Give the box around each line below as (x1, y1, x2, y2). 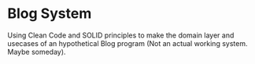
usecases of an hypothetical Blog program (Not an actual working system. (7, 38, 248, 48)
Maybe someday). (7, 47, 66, 56)
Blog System (7, 5, 92, 23)
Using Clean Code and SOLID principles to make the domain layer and (7, 30, 235, 40)
